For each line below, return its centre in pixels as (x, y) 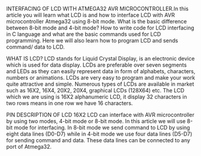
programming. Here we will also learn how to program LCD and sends (92, 40)
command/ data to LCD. (35, 47)
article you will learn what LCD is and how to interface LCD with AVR (91, 15)
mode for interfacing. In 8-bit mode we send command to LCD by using (102, 127)
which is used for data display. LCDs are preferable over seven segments (97, 65)
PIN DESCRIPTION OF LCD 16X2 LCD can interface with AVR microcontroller (100, 115)
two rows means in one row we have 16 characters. (70, 103)
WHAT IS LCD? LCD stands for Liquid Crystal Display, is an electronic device (100, 58)
